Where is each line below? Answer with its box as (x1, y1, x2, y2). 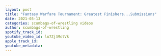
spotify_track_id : (5, 30, 43, 35)
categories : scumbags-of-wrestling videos (5, 20, 93, 26)
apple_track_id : (5, 39, 38, 44)
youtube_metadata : (5, 43, 43, 48)
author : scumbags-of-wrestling (5, 25, 69, 30)
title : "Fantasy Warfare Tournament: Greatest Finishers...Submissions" (5, 12, 157, 17)
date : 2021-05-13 (5, 16, 41, 21)
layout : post (5, 7, 32, 12)
